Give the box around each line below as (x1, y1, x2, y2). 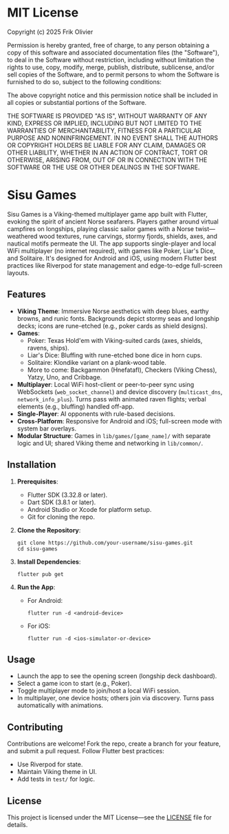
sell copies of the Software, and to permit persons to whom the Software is (7, 70, 220, 79)
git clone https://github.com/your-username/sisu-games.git (17, 539, 193, 546)
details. (7, 820, 28, 828)
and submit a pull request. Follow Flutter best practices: (7, 747, 165, 755)
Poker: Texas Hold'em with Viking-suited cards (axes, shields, (27, 336, 203, 344)
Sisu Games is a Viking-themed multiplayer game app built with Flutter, (7, 210, 208, 218)
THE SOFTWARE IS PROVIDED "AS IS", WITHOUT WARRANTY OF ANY (7, 112, 208, 120)
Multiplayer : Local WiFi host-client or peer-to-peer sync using (17, 380, 195, 388)
